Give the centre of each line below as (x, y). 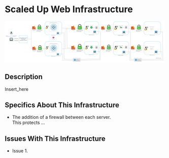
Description (24, 77)
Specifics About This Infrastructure (62, 105)
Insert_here (17, 89)
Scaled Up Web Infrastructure (69, 9)
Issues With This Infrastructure (55, 138)
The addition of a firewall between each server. (61, 117)
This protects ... (28, 122)
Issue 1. (20, 151)
